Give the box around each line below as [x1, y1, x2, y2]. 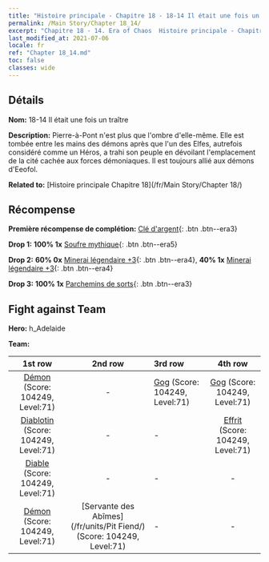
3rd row [153, 358, 184, 369]
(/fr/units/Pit [70, 521, 117, 532]
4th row [217, 358, 248, 369]
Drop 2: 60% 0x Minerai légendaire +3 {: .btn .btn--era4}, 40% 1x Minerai [8, 255, 251, 265]
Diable [25, 458, 50, 469]
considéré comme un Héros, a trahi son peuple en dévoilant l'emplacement [8, 147, 256, 157]
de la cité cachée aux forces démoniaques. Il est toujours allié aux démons [8, 155, 255, 165]
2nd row [91, 358, 124, 369]
